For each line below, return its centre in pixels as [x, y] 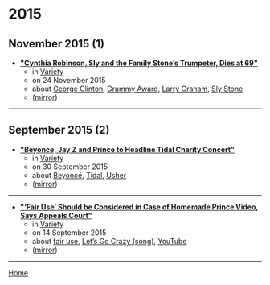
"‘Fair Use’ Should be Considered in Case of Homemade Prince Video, [139, 207]
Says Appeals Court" [56, 215]
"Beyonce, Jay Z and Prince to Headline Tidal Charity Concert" [127, 149]
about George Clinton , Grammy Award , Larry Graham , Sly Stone [137, 89]
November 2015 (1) [57, 44]
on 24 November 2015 [69, 80]
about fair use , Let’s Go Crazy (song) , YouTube [109, 241]
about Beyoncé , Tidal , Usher [79, 175]
